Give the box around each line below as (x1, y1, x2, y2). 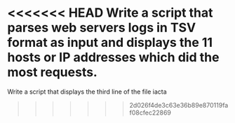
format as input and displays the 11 (7, 35, 213, 50)
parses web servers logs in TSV (7, 20, 196, 36)
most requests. (7, 64, 98, 80)
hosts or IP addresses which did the (7, 50, 220, 66)
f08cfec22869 (129, 108, 172, 117)
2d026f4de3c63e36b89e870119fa (129, 101, 229, 109)
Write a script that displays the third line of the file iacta (7, 87, 167, 96)
